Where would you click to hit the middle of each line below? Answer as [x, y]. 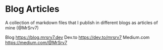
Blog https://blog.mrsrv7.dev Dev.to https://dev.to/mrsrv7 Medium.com [78, 37]
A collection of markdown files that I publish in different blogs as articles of [81, 23]
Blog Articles [32, 9]
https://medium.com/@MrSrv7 [36, 42]
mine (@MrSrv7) [22, 27]
